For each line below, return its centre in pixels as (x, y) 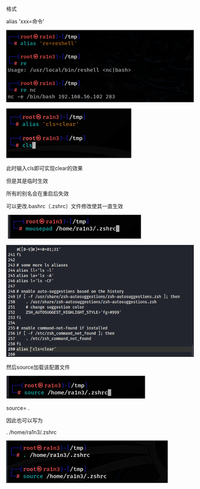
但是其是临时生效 (27, 181)
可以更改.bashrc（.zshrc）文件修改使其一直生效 (65, 206)
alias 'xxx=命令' (25, 21)
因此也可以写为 (24, 421)
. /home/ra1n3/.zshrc (32, 432)
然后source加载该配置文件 (38, 367)
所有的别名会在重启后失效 (37, 194)
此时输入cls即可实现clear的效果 (45, 168)
